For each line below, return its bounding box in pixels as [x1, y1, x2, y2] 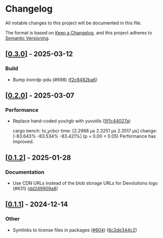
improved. [12, 139, 34, 145]
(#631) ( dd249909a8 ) [12, 186, 58, 191]
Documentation [5, 168, 45, 176]
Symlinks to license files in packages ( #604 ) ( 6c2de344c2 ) [12, 227, 137, 233]
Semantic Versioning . [5, 35, 50, 41]
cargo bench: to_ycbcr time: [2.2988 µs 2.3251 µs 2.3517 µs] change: [12, 128, 157, 134]
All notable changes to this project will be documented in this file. [5, 20, 142, 26]
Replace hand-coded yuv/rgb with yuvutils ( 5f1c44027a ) [12, 118, 131, 124]
